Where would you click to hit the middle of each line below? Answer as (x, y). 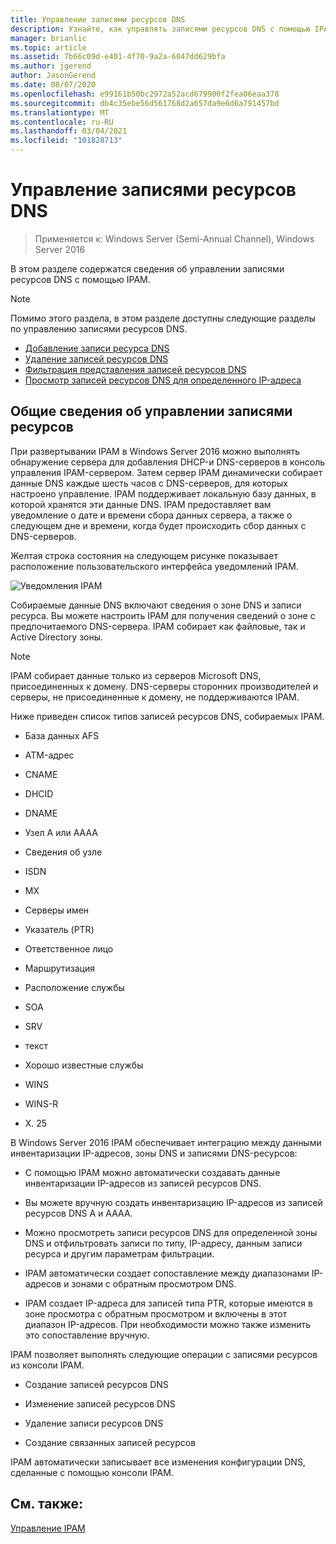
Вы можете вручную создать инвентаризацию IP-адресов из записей (173, 1202)
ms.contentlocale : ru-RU (62, 122)
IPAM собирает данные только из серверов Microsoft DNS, (136, 675)
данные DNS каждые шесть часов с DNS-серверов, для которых (149, 483)
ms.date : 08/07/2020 (53, 85)
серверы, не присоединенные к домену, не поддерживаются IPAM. (155, 697)
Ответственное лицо (69, 948)
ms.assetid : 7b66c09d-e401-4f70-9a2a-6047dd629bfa (118, 57)
